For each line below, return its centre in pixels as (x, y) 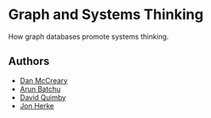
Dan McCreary (44, 80)
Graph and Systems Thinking (106, 15)
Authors (29, 61)
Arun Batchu (40, 89)
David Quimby (43, 97)
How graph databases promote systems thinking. (88, 36)
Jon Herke (36, 105)
